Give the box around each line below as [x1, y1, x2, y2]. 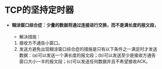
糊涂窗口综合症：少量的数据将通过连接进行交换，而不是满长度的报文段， [11, 22, 159, 28]
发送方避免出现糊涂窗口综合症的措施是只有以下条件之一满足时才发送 [19, 46, 158, 52]
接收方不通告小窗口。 [19, 40, 63, 46]
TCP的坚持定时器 [4, 4, 74, 16]
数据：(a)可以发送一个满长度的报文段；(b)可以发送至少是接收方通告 [19, 52, 156, 58]
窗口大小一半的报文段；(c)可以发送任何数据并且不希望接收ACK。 [19, 59, 151, 65]
